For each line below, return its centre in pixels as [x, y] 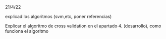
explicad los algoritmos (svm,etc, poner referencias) [58, 16]
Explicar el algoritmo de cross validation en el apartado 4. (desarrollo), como [83, 26]
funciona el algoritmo [27, 31]
